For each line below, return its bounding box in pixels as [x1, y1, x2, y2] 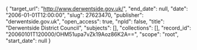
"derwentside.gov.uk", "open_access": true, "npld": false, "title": [5, 18, 165, 25]
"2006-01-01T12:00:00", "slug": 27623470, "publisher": [5, 11, 144, 19]
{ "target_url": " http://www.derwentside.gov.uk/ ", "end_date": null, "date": [5, 5, 188, 12]
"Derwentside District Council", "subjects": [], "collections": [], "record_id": [5, 24, 192, 31]
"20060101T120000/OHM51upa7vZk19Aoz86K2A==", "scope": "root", [5, 31, 179, 38]
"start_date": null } [5, 37, 51, 44]
